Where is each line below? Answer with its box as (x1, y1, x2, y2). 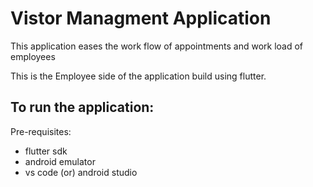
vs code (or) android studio (24, 166, 138, 178)
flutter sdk (24, 145, 68, 157)
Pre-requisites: (10, 125, 72, 137)
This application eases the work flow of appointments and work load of (10, 40, 304, 52)
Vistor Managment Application (10, 7, 272, 30)
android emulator (24, 155, 96, 167)
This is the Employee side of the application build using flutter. (10, 70, 267, 82)
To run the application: (10, 99, 155, 116)
